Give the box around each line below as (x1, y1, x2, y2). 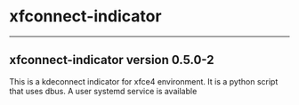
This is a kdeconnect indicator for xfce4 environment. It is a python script (9, 76, 279, 86)
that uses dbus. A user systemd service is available (9, 85, 198, 96)
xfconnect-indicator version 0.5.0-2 (9, 52, 214, 68)
